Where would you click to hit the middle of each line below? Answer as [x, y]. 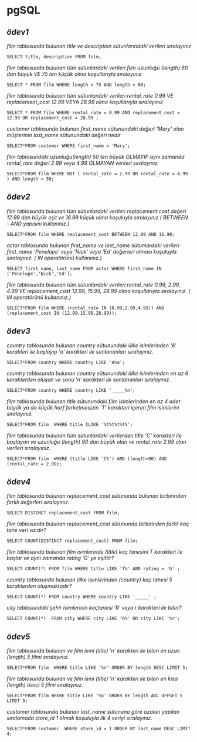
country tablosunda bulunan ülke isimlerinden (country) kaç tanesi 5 [89, 580]
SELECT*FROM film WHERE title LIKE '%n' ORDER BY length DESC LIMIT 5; [97, 668]
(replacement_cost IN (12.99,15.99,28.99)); [62, 313]
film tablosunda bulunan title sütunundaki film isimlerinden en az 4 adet [94, 401]
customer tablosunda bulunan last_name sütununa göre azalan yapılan [93, 712]
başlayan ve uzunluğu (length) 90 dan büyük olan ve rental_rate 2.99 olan [96, 441]
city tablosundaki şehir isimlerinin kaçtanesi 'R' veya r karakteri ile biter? [94, 608]
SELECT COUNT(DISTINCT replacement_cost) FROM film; [72, 541]
